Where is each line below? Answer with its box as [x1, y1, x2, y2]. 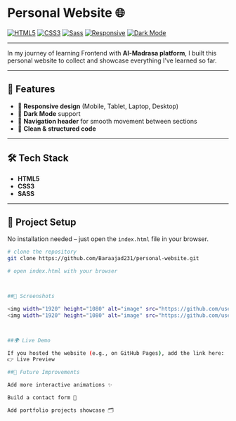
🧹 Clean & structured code [17, 124, 96, 133]
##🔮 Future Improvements [7, 369, 80, 376]
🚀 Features [7, 83, 55, 96]
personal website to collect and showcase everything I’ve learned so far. [7, 56, 217, 65]
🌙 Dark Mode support [17, 109, 81, 117]
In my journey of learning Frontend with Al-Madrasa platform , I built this [7, 48, 217, 57]
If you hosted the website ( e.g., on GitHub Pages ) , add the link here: [7, 349, 225, 356]
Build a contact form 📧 [7, 394, 77, 401]
